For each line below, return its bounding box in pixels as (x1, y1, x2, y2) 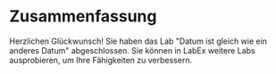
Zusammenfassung (9, 6, 157, 27)
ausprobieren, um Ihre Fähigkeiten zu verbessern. (9, 54, 193, 65)
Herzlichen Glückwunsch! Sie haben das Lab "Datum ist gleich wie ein (9, 36, 268, 46)
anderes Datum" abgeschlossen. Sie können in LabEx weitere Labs (9, 45, 256, 55)
